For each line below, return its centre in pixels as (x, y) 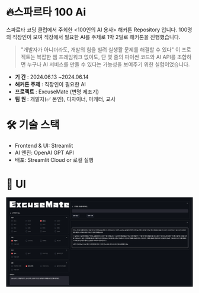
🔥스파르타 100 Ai (46, 12)
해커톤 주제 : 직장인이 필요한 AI (50, 84)
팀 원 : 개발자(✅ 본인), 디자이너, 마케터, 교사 (65, 99)
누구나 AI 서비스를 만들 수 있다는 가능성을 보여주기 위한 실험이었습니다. (108, 64)
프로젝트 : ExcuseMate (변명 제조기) (57, 92)
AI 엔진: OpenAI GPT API (44, 152)
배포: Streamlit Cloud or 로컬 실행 (54, 159)
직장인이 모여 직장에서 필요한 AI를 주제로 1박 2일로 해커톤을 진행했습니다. (96, 37)
